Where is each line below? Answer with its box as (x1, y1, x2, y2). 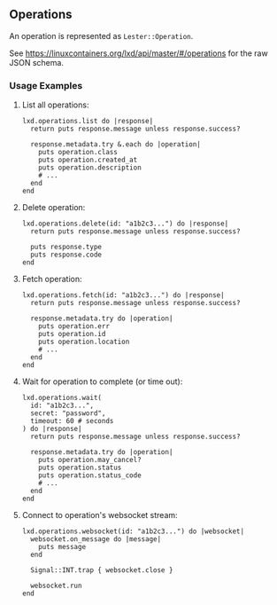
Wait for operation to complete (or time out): (21, 376, 183, 387)
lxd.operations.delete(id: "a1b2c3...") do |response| (21, 219, 229, 229)
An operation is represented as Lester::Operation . (9, 30, 194, 41)
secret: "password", (30, 409, 106, 418)
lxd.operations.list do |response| (21, 117, 154, 126)
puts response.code (30, 250, 102, 260)
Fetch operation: (21, 274, 82, 285)
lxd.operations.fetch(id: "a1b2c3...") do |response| (21, 291, 225, 300)
